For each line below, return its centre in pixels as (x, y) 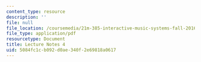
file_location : (25, 28)
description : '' (26, 17)
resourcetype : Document (36, 39)
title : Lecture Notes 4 (36, 45)
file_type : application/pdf (41, 34)
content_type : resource (36, 12)
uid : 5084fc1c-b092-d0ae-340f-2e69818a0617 (61, 50)
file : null (20, 22)
